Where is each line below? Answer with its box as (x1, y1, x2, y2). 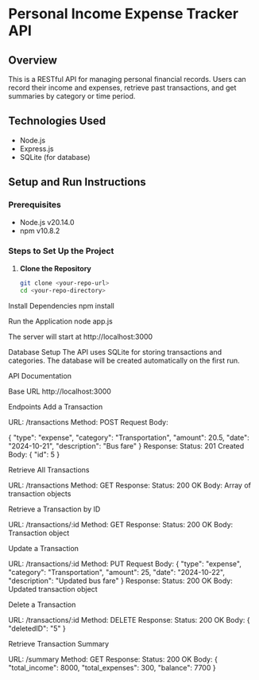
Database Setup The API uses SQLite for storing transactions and (8, 347, 222, 356)
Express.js (19, 144, 54, 153)
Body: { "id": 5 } (8, 449, 60, 459)
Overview (8, 53, 58, 67)
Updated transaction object (8, 584, 98, 593)
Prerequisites (8, 200, 61, 211)
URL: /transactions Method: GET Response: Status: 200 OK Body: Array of (8, 480, 252, 490)
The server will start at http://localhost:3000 (8, 332, 153, 341)
